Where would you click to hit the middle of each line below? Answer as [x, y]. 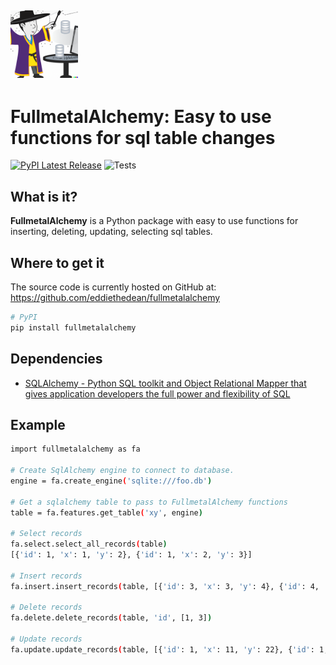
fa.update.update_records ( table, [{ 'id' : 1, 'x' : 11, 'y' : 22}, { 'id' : [162, 649]
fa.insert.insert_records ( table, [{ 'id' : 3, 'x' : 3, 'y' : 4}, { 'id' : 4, [165, 586]
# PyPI [24, 317]
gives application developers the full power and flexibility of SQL [157, 393]
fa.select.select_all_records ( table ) [89, 544]
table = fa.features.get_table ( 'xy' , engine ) [106, 512]
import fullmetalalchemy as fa [75, 449]
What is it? [44, 196]
